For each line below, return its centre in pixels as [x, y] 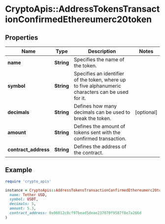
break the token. [92, 118]
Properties [22, 37]
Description [102, 51]
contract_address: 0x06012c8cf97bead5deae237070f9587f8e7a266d [75, 213]
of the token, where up [100, 80]
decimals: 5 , [23, 204]
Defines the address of [100, 147]
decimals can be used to [102, 112]
